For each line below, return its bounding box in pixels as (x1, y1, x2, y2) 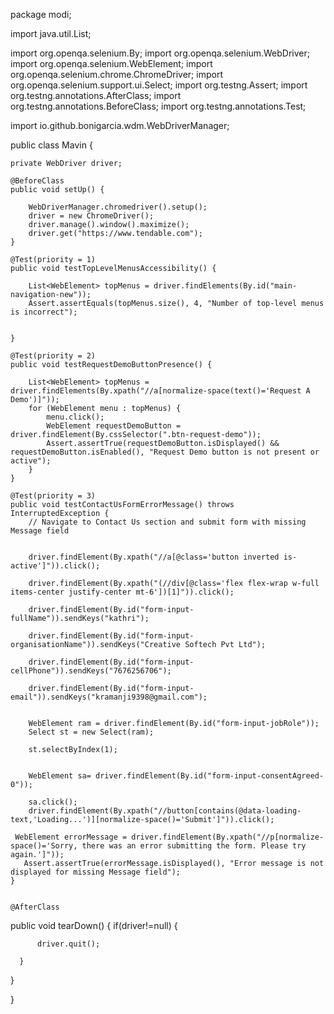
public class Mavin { (10, 139, 93, 151)
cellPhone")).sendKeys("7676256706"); (10, 666, 172, 676)
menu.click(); (46, 412, 105, 422)
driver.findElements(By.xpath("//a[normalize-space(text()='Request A (10, 386, 311, 396)
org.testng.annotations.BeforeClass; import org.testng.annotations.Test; (10, 100, 307, 112)
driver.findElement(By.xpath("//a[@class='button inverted (28, 552, 280, 562)
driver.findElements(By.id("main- (153, 281, 298, 291)
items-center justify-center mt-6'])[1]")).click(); (10, 587, 235, 597)
